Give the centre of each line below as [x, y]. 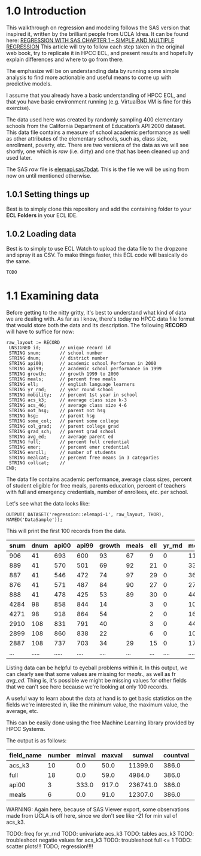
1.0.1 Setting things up [48, 195]
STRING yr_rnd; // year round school [61, 389]
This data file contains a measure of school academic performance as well [98, 132]
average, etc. [22, 711]
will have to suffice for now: [40, 331]
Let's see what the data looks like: [48, 503]
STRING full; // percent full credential [69, 442]
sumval [143, 755]
